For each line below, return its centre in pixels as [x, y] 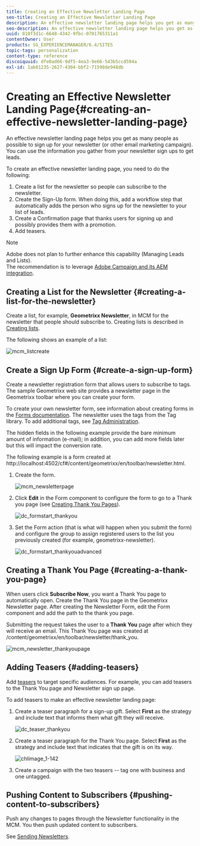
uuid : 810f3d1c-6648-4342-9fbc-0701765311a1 [62, 34]
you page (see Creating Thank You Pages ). [68, 504]
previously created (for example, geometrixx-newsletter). [85, 540]
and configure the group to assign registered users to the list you [94, 533]
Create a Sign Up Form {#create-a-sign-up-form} [100, 370]
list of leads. [30, 212]
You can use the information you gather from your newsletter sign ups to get [100, 151]
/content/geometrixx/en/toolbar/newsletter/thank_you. [72, 637]
